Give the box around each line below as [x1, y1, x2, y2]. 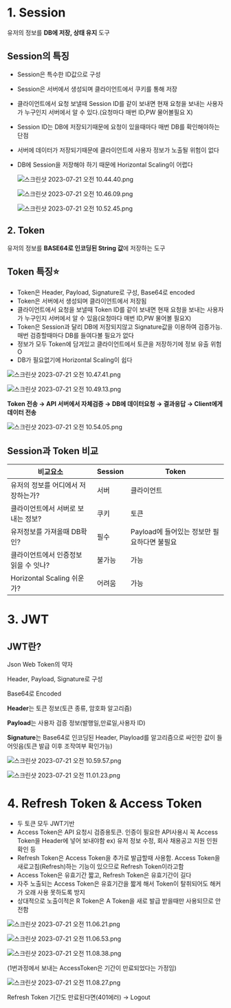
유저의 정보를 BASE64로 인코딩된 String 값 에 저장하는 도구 [7, 244, 166, 252]
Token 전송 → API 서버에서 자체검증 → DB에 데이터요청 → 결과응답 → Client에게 [7, 400, 223, 408]
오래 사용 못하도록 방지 [24, 888, 86, 897]
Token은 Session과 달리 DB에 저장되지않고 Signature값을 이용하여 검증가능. [16, 323, 223, 331]
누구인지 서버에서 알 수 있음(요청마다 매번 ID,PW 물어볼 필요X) [24, 314, 192, 323]
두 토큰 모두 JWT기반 [16, 819, 75, 828]
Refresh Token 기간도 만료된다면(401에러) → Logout [7, 993, 151, 1002]
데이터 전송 [7, 408, 36, 417]
